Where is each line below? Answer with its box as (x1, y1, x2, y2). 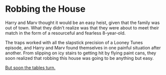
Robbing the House (5, 3, 86, 15)
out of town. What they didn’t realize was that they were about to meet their (5, 25, 160, 30)
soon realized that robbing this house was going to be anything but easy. (5, 55, 154, 61)
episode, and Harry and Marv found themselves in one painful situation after (5, 45, 161, 50)
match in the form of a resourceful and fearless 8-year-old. (5, 30, 126, 36)
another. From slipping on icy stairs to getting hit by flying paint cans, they (5, 50, 157, 56)
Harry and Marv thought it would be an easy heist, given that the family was (5, 20, 160, 25)
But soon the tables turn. (5, 65, 55, 71)
